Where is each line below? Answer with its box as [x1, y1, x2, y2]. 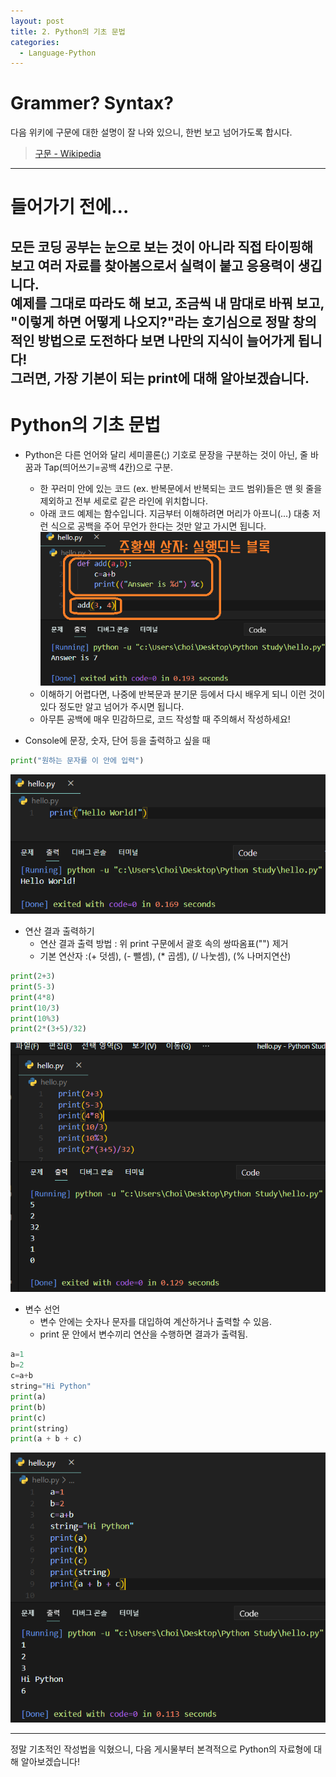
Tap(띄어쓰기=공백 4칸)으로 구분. [43, 461, 174, 473]
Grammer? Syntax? [10, 92, 174, 115]
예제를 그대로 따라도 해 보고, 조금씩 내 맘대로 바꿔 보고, [10, 295, 325, 312]
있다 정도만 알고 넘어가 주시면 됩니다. [39, 701, 185, 713]
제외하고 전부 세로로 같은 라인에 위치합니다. [39, 495, 209, 507]
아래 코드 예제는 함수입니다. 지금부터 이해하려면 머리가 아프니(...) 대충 [39, 507, 310, 519]
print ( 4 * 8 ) [10, 992, 56, 1002]
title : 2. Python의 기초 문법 [10, 26, 126, 37]
